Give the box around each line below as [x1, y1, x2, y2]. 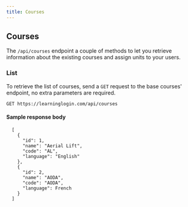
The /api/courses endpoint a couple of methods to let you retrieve [6, 47, 172, 54]
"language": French [22, 185, 72, 191]
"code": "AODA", [22, 180, 64, 186]
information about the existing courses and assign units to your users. [6, 54, 181, 61]
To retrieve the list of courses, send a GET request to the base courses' [6, 82, 183, 90]
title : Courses [6, 8, 45, 15]
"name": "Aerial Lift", [22, 143, 83, 149]
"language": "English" [22, 153, 80, 159]
